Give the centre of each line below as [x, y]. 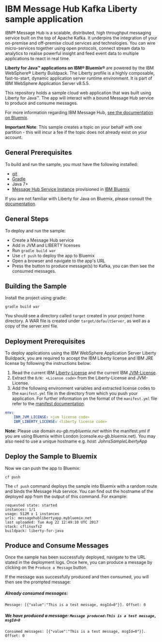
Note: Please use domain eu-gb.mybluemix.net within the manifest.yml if [77, 431]
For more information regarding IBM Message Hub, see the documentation [79, 112]
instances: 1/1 [20, 510]
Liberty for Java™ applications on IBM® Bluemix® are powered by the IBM [79, 68]
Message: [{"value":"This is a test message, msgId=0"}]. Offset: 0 [75, 605]
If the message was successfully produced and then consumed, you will [77, 577]
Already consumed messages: [37, 593]
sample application [44, 19]
